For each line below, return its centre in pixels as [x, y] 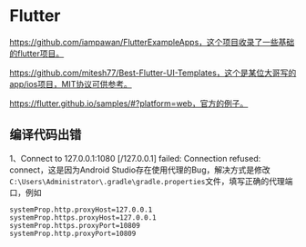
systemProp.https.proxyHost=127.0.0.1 [83, 217]
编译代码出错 [46, 135]
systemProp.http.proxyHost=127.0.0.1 [81, 210]
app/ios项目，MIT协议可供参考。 [71, 84]
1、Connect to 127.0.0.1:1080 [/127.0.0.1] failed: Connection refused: [135, 158]
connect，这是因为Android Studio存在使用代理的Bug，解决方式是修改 [140, 170]
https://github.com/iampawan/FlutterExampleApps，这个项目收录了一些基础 [152, 42]
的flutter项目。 [37, 53]
